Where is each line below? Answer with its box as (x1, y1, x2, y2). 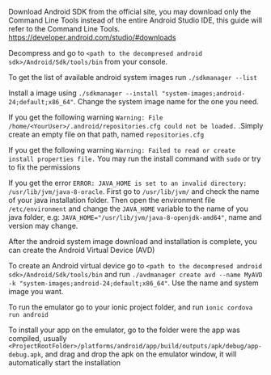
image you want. (8, 287, 64, 296)
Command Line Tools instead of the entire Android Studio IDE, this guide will (8, 15, 263, 25)
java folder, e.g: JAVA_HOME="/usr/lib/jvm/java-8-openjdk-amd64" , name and (8, 213, 262, 221)
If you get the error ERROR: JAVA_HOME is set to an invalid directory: (8, 178, 248, 187)
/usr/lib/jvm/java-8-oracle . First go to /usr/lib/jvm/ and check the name (8, 187, 260, 196)
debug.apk (8, 351, 42, 359)
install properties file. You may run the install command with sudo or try (8, 154, 261, 163)
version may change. (8, 221, 78, 230)
